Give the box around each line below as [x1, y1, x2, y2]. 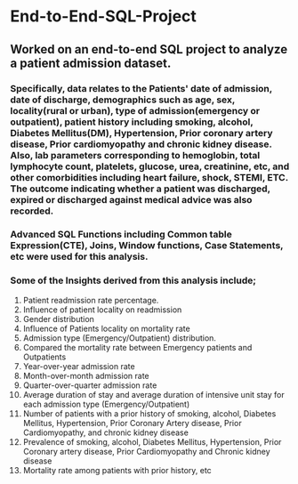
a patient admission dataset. [10, 55, 172, 70]
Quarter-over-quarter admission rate [22, 380, 157, 391]
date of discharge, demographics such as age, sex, [10, 93, 235, 106]
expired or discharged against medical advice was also [10, 193, 253, 206]
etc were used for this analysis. [10, 251, 149, 263]
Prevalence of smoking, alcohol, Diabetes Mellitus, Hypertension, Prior [22, 436, 282, 447]
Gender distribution [22, 313, 94, 324]
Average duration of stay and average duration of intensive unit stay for [22, 389, 286, 399]
